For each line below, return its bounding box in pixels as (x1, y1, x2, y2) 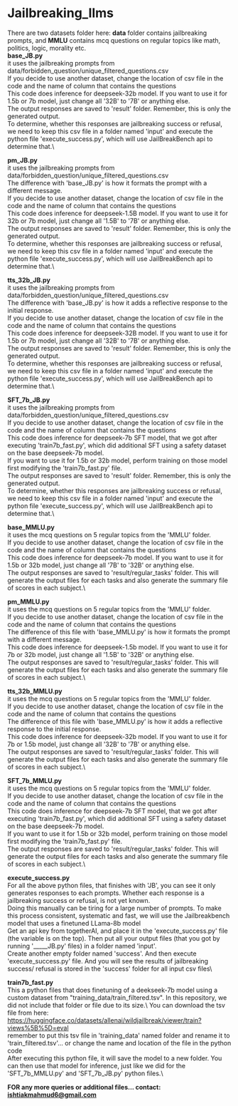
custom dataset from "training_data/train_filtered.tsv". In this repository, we (7, 993, 227, 1002)
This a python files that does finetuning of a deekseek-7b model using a (7, 986, 218, 994)
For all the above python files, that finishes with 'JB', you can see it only (7, 881, 216, 889)
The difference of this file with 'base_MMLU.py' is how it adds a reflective (7, 717, 223, 725)
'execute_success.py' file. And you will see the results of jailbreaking (7, 956, 208, 965)
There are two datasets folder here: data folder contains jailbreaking (7, 29, 207, 37)
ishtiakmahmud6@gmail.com (7, 1090, 97, 1099)
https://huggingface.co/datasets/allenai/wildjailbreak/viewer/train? (7, 1015, 202, 1024)
